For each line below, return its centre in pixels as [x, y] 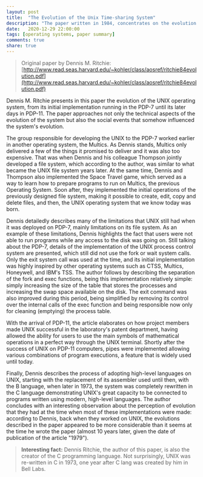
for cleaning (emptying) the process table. [59, 311]
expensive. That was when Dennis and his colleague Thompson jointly [94, 157]
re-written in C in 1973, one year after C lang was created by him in [105, 462]
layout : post [23, 12]
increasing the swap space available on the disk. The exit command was [97, 291]
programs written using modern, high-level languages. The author [88, 399]
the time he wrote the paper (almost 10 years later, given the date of [91, 431]
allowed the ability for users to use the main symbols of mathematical [93, 336]
